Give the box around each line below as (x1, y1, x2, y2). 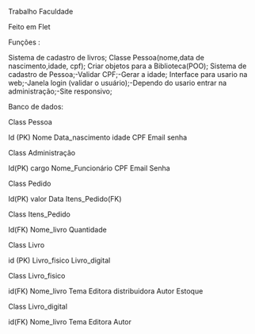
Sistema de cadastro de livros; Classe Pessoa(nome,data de (8, 53, 204, 62)
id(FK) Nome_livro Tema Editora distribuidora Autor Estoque (8, 286, 204, 296)
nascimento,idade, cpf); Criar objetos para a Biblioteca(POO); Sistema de (8, 61, 247, 71)
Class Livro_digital (8, 301, 68, 311)
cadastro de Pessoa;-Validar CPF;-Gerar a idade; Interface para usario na (8, 70, 248, 79)
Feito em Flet (8, 22, 51, 31)
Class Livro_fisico (8, 271, 66, 280)
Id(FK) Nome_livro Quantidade (8, 225, 107, 234)
